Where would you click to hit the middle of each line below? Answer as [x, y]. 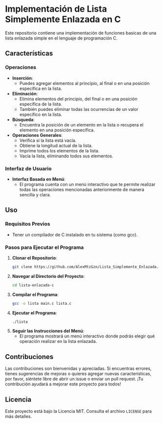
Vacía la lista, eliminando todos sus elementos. [66, 156]
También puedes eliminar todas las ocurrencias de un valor [79, 109]
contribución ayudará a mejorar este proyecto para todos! [63, 384]
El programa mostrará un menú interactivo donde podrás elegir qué [87, 336]
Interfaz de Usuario [29, 169]
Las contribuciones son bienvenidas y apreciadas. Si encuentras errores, [78, 369]
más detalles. [19, 417]
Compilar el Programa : [35, 295]
